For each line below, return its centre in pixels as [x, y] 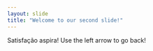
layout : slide [28, 14]
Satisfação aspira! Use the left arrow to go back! [77, 40]
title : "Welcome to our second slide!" [65, 20]
